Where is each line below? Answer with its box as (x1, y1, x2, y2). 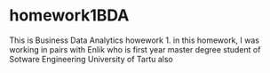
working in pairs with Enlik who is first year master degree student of (9, 44, 261, 54)
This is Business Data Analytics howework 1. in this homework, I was (9, 35, 260, 45)
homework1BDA (9, 5, 130, 26)
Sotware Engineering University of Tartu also (9, 53, 173, 64)
